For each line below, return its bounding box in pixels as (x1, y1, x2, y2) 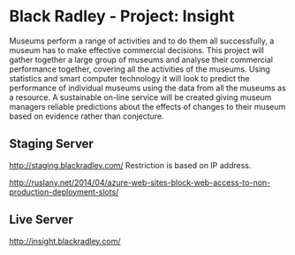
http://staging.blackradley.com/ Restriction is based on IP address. (9, 159, 252, 170)
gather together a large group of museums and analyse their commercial (9, 54, 274, 65)
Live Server (9, 212, 73, 228)
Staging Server (9, 136, 95, 151)
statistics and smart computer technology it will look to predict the (9, 73, 250, 83)
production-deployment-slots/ (9, 186, 119, 197)
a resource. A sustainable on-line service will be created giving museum (9, 91, 272, 103)
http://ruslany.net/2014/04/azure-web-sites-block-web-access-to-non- (9, 177, 271, 188)
